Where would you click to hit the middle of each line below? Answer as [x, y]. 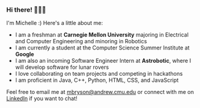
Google [25, 54]
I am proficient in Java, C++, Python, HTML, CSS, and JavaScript [97, 80]
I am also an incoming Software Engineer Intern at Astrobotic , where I [103, 61]
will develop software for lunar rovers [62, 67]
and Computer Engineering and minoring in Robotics [81, 41]
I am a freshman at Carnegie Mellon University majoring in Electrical [102, 35]
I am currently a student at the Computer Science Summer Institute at [102, 48]
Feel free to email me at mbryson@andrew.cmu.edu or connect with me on [100, 92]
